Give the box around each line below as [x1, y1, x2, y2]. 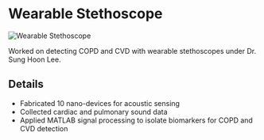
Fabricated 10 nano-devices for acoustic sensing [19, 98, 181, 108]
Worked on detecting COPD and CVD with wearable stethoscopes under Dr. [8, 46, 257, 55]
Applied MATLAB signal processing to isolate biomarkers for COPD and [19, 115, 253, 125]
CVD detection [19, 123, 68, 133]
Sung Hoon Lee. [8, 55, 61, 64]
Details [8, 78, 44, 91]
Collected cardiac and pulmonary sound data [19, 107, 169, 116]
